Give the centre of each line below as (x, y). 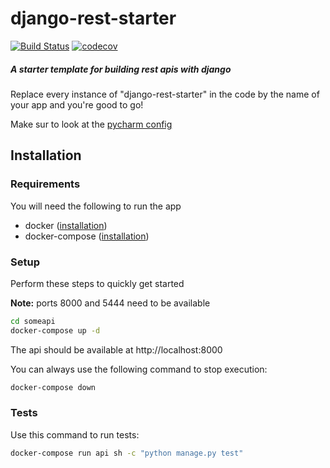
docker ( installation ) (66, 225)
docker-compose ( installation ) (87, 236)
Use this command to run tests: (75, 434)
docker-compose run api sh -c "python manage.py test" (127, 453)
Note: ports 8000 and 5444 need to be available (110, 303)
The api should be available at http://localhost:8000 (116, 349)
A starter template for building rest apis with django (121, 69)
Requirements (45, 184)
